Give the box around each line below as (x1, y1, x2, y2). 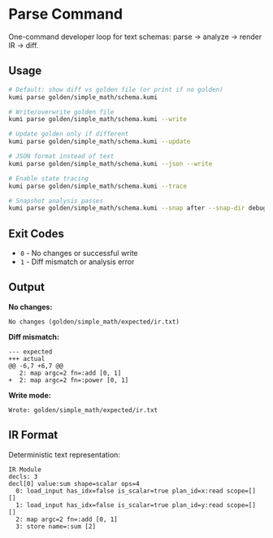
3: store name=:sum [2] (15, 522, 96, 531)
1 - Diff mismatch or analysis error (19, 257, 135, 267)
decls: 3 (8, 472, 38, 480)
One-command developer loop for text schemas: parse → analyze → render (8, 32, 262, 41)
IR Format (8, 428, 58, 442)
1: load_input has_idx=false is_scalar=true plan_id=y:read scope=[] (15, 501, 256, 509)
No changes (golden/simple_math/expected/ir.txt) (8, 318, 180, 326)
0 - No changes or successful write (19, 249, 138, 258)
